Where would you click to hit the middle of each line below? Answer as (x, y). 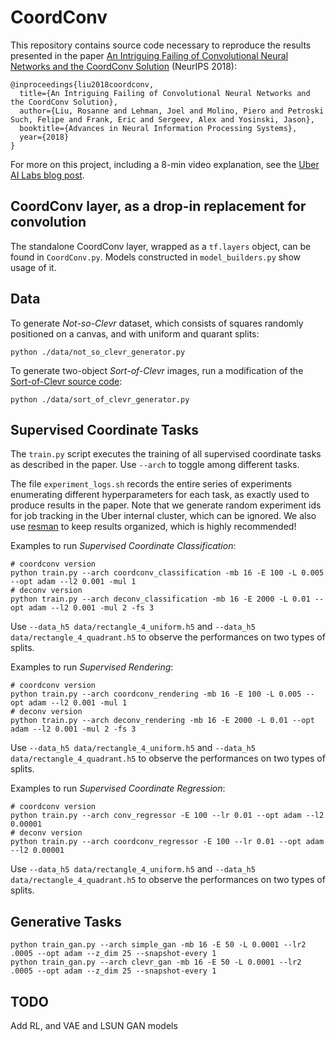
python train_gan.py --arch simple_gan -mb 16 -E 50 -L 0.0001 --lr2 (158, 945)
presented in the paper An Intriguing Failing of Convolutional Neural (149, 55)
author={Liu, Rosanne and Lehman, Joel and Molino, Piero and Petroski (172, 111)
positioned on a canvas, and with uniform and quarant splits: (135, 333)
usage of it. (33, 267)
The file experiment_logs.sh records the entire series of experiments (151, 484)
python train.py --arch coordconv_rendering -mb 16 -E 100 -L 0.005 (156, 694)
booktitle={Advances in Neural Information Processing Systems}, (158, 128)
